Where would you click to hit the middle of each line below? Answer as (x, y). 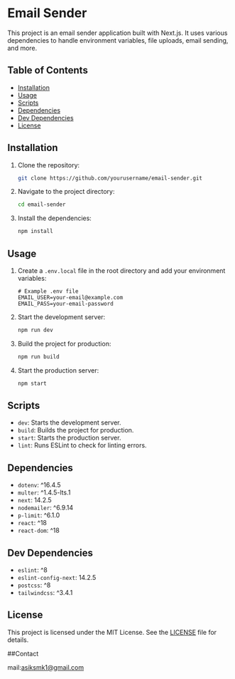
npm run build (38, 357)
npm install (35, 232)
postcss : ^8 (34, 585)
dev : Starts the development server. (69, 423)
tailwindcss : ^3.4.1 (45, 593)
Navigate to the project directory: (66, 192)
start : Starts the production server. (69, 438)
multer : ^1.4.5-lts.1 (44, 492)
